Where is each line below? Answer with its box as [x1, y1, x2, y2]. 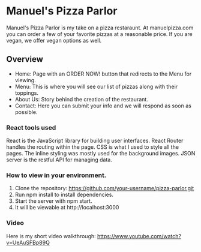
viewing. [14, 76, 36, 83]
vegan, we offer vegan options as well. [6, 37, 102, 44]
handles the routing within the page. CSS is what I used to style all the [6, 143, 179, 151]
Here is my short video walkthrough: [6, 232, 96, 239]
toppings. [14, 89, 39, 97]
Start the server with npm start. [14, 197, 92, 205]
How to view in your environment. [6, 171, 107, 179]
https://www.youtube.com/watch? [97, 232, 182, 239]
